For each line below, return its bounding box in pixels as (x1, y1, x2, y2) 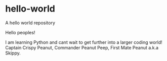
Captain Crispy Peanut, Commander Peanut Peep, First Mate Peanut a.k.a (5, 44, 158, 50)
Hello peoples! (5, 29, 35, 35)
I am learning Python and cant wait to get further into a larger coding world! (5, 39, 163, 45)
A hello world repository (5, 20, 56, 26)
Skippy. (5, 50, 21, 56)
